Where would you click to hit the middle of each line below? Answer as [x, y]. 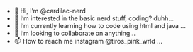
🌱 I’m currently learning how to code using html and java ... [100, 26]
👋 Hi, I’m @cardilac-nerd [50, 11]
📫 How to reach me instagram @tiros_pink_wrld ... [88, 41]
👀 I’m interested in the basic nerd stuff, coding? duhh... [94, 18]
